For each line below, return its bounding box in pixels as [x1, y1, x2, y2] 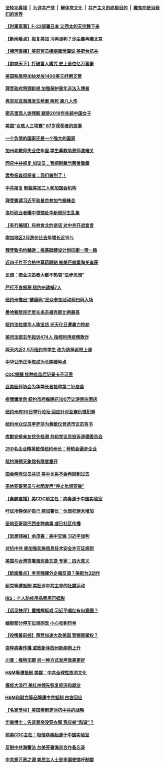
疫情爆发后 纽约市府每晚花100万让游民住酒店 [5, 396, 97, 402]
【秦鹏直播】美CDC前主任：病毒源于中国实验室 [5, 495, 102, 502]
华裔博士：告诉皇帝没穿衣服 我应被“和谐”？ [5, 719, 94, 725]
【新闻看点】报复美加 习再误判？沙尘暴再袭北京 [5, 36, 103, 42]
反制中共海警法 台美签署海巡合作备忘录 [5, 744, 85, 750]
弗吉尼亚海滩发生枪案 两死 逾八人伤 [5, 98, 77, 104]
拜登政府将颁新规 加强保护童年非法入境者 [5, 85, 90, 91]
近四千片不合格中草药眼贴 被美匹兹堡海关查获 [5, 259, 98, 266]
